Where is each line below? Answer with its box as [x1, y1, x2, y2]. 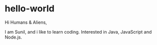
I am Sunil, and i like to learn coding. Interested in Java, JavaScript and [5, 29, 152, 35]
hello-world [5, 3, 55, 14]
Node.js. [5, 34, 22, 40]
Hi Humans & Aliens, [5, 19, 47, 25]
